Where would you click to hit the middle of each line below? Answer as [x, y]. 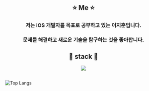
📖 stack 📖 [83, 56]
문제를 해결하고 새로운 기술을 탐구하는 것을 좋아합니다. [83, 40]
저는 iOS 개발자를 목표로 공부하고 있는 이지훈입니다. [83, 25]
